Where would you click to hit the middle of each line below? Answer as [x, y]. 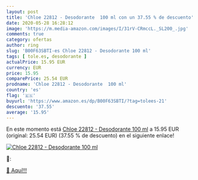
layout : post [22, 12]
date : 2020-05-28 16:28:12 [40, 23]
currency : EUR [24, 67]
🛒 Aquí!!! [17, 170]
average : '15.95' [28, 112]
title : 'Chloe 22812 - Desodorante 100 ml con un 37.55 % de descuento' [100, 17]
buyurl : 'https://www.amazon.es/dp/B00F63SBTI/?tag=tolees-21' [87, 101]
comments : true [25, 34]
